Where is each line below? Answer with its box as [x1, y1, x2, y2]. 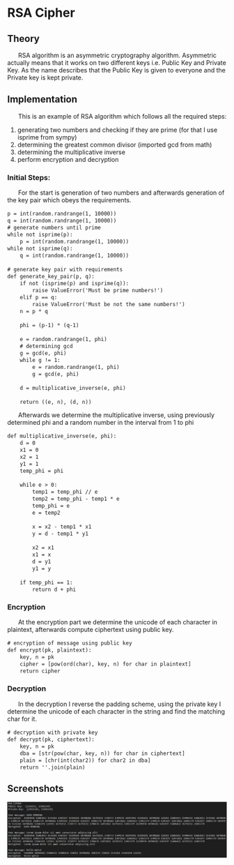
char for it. [7, 714, 37, 723]
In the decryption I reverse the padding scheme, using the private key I [17, 700, 221, 708]
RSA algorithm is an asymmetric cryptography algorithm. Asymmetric [17, 51, 217, 59]
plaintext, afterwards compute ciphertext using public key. [7, 626, 174, 634]
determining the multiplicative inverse [17, 148, 125, 156]
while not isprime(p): [7, 232, 73, 239]
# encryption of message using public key [7, 640, 132, 647]
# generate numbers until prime [7, 225, 101, 232]
